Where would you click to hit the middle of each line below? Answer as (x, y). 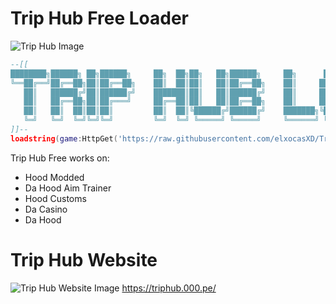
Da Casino (46, 209)
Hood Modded (54, 177)
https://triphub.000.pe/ (169, 288)
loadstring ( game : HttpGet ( (64, 138)
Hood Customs (55, 198)
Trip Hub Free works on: (60, 158)
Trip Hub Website (84, 260)
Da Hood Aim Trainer (68, 188)
